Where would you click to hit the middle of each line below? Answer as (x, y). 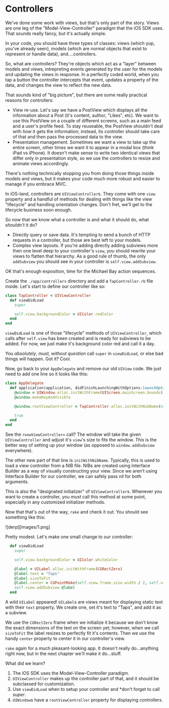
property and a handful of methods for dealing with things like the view (79, 199)
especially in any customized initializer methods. (55, 502)
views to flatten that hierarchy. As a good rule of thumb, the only (79, 256)
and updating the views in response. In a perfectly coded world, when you (82, 74)
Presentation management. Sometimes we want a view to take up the (84, 142)
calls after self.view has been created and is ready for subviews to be (78, 339)
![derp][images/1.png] (28, 527)
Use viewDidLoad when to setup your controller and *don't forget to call (86, 689)
